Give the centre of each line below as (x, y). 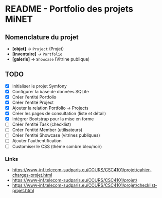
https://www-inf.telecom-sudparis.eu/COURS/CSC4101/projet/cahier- (82, 170)
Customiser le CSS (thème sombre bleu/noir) (57, 146)
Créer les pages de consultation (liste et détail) (59, 114)
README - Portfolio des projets (69, 9)
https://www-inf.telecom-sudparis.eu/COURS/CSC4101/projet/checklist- (84, 185)
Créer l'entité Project (33, 102)
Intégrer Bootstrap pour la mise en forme (53, 119)
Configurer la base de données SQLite (50, 91)
